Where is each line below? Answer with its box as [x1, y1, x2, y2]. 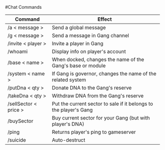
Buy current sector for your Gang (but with [52, 115, 150, 121]
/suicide [7, 137, 26, 143]
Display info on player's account [52, 48, 126, 55]
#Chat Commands [5, 4, 42, 10]
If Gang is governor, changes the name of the [52, 70, 157, 77]
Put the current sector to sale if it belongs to [52, 100, 153, 107]
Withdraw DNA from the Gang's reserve [52, 92, 144, 99]
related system [52, 76, 86, 83]
